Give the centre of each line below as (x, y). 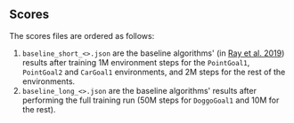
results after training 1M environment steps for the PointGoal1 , (136, 62)
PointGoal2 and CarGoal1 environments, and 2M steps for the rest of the (154, 72)
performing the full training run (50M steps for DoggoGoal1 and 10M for (151, 100)
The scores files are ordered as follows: (82, 35)
